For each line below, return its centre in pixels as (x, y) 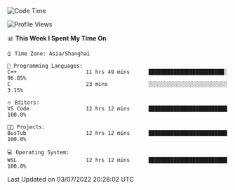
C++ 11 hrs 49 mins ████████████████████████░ (117, 72)
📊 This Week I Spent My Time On (57, 38)
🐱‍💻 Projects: (26, 127)
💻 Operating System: (39, 152)
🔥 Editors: (23, 103)
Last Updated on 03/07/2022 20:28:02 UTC (71, 179)
